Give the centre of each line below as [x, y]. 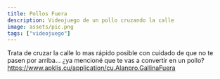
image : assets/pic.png [40, 27]
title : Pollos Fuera [38, 14]
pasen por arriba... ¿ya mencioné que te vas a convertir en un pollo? [106, 61]
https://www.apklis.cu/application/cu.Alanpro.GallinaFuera [91, 68]
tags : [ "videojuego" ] [39, 33]
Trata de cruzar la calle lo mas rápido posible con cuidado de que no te [110, 53]
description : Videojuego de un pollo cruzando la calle [91, 20]
